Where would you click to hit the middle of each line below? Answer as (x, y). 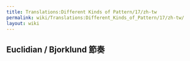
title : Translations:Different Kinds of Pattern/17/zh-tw (82, 12)
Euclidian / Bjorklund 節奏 (56, 49)
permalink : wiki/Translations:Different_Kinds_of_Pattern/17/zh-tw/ (95, 18)
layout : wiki (23, 23)
